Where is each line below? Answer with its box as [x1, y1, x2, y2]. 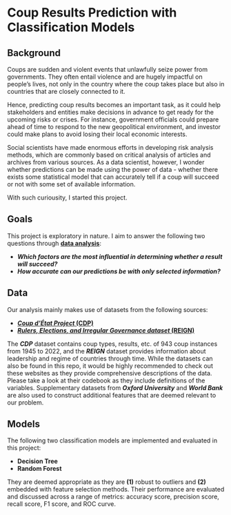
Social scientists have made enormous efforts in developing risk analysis [7, 144, 214, 151]
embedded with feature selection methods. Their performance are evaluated [7, 485, 225, 494]
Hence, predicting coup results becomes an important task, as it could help [7, 101, 221, 108]
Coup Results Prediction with [7, 5, 177, 21]
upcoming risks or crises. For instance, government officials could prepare [7, 115, 219, 124]
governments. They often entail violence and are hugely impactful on [7, 72, 203, 81]
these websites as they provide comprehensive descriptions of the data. [7, 369, 212, 377]
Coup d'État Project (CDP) [17, 319, 94, 327]
